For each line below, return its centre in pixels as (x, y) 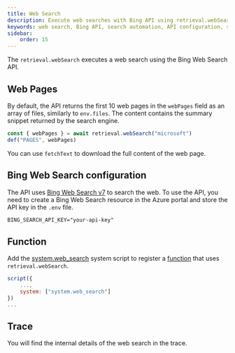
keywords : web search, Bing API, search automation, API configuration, (115, 27)
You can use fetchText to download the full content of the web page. (107, 153)
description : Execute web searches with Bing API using (90, 20)
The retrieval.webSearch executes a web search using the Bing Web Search (117, 59)
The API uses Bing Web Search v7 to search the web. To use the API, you (113, 192)
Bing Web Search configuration (77, 175)
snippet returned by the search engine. (64, 120)
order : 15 (34, 40)
